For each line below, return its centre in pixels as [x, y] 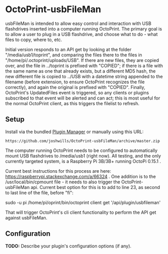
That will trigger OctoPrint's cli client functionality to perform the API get [81, 212]
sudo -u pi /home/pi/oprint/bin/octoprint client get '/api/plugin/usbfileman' [83, 202]
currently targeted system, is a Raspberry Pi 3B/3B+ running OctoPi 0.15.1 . [83, 161]
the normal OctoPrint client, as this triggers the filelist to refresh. [72, 103]
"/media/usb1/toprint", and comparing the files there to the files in [74, 55]
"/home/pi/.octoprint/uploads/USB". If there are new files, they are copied [82, 60]
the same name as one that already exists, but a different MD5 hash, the [80, 71]
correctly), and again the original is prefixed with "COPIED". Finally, [75, 87]
